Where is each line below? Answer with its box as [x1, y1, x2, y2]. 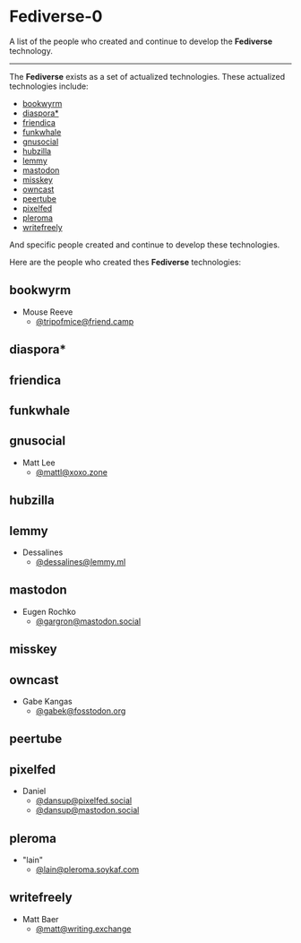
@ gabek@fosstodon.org [35, 705, 126, 716]
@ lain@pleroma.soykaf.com [35, 863, 140, 875]
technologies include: [9, 81, 89, 91]
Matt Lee [21, 457, 56, 468]
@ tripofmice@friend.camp [35, 316, 134, 326]
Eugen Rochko [21, 606, 76, 617]
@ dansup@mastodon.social [35, 805, 140, 816]
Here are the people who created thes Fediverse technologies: [9, 256, 242, 267]
